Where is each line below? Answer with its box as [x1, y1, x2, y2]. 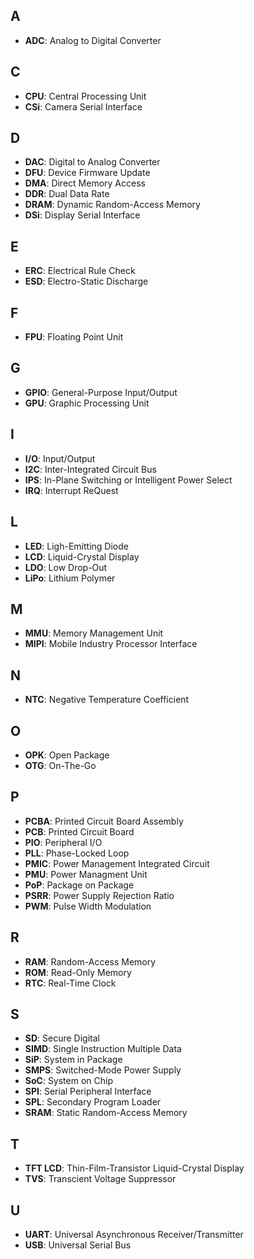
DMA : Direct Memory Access [24, 177, 146, 189]
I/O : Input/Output [24, 452, 96, 464]
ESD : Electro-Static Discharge [24, 275, 149, 288]
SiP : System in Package [24, 1054, 123, 1066]
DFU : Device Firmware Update [24, 167, 151, 179]
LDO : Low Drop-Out [24, 561, 108, 573]
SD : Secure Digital [24, 1032, 100, 1044]
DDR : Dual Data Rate [24, 188, 110, 200]
